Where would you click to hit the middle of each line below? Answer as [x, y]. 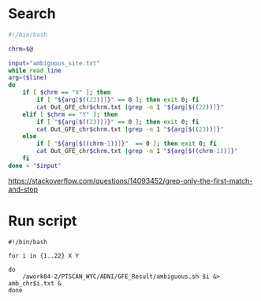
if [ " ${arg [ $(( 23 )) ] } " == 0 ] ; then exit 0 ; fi [118, 122]
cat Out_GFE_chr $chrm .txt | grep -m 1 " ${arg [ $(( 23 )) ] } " [130, 129]
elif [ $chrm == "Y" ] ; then [70, 114]
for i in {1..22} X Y [44, 256]
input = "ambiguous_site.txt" [54, 63]
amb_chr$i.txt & [35, 283]
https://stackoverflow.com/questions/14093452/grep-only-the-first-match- [130, 180]
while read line [35, 71]
